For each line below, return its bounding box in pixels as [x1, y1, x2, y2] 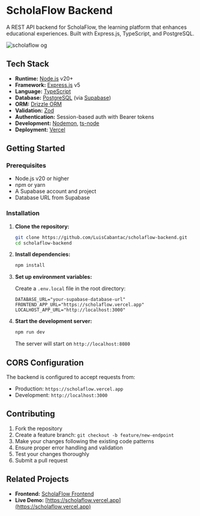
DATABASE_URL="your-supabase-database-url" [14, 297, 126, 303]
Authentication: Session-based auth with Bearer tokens [14, 113, 154, 120]
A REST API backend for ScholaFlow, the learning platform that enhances [6, 23, 187, 31]
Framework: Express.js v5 [14, 81, 80, 88]
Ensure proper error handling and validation [14, 444, 123, 451]
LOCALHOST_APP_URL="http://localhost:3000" [14, 307, 126, 313]
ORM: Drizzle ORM [14, 100, 62, 108]
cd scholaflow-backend [14, 240, 72, 246]
